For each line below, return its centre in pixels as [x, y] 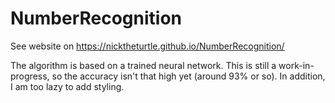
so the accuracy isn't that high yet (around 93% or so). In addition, [188, 76]
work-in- [296, 65]
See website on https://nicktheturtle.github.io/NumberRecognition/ [147, 46]
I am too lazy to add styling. [67, 86]
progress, [30, 76]
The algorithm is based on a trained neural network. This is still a [143, 65]
